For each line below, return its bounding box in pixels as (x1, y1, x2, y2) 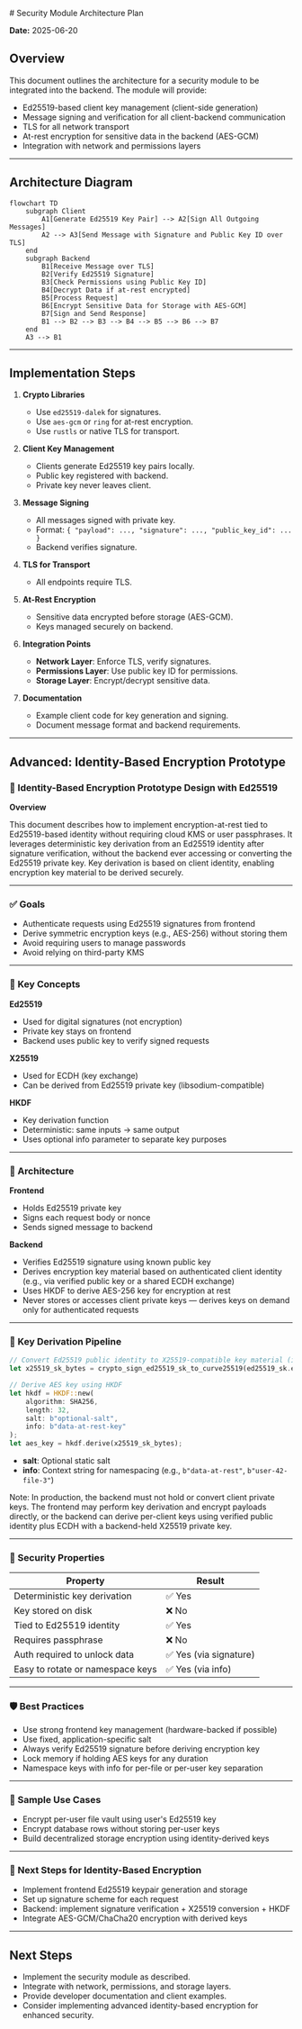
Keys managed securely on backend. (35, 621, 173, 632)
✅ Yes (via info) (165, 1663, 232, 1676)
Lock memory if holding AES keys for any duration (22, 1753, 209, 1763)
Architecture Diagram (9, 175, 133, 190)
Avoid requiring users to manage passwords (22, 938, 186, 948)
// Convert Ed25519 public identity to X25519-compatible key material (9, 1355, 283, 1365)
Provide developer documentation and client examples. (22, 1990, 227, 2002)
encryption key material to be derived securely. (9, 867, 184, 878)
